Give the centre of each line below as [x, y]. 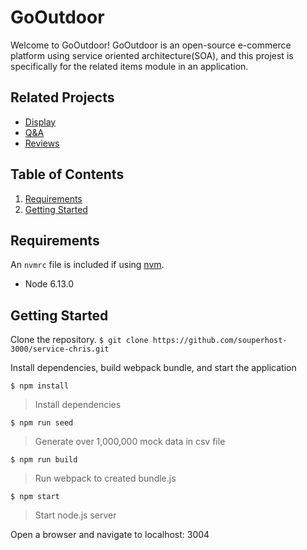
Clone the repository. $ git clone [79, 340]
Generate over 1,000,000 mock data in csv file [130, 442]
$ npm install [40, 386]
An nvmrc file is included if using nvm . [87, 265]
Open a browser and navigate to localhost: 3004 [110, 535]
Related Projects [62, 97]
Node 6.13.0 [49, 284]
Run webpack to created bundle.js [105, 478]
